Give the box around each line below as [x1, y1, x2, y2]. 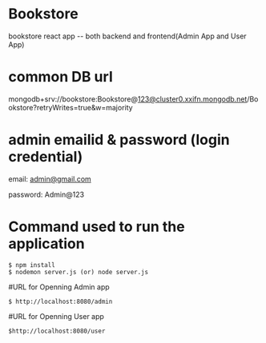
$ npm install [8, 261, 56, 269]
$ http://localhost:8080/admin [8, 297, 113, 305]
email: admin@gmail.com [8, 173, 92, 184]
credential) [8, 148, 83, 166]
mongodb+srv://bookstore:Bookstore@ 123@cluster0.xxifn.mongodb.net [8, 94, 248, 104]
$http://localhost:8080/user [8, 327, 106, 335]
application [8, 235, 86, 253]
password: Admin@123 [8, 189, 85, 199]
